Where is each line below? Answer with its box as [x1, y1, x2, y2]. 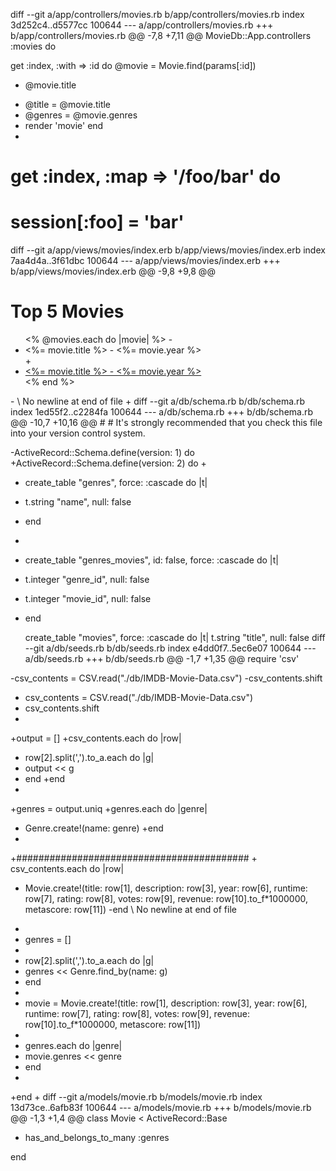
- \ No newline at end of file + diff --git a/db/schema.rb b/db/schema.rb [10, 395, 306, 408]
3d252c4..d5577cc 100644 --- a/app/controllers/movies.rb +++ [10, 19, 274, 31]
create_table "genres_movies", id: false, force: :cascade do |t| [24, 554, 279, 566]
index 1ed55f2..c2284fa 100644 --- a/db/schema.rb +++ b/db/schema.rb [10, 406, 314, 418]
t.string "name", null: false [24, 496, 132, 508]
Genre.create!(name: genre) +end [24, 822, 164, 834]
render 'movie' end [24, 120, 104, 131]
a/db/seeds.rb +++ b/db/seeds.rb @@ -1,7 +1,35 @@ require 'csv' [24, 653, 300, 665]
